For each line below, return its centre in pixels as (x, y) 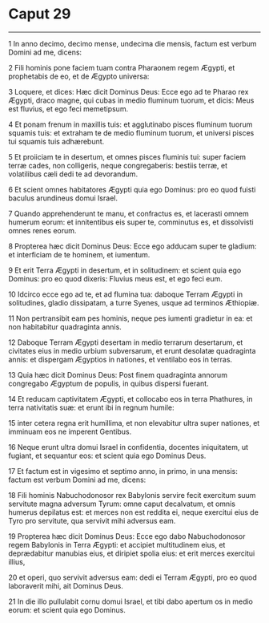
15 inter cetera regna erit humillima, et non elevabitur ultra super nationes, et (134, 423)
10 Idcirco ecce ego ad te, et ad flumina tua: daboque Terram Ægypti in (125, 294)
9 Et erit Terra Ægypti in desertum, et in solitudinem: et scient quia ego (125, 270)
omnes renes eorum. (42, 230)
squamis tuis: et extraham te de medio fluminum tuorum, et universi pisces (131, 132)
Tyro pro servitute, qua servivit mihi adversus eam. (92, 520)
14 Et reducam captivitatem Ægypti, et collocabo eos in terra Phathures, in (131, 398)
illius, (17, 561)
